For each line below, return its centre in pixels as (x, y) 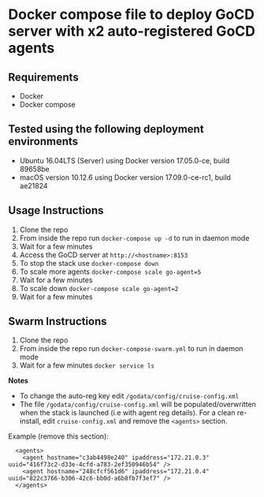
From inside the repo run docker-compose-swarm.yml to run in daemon (131, 349)
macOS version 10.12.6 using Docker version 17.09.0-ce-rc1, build (125, 177)
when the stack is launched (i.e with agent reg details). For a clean (127, 413)
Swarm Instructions (58, 321)
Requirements (43, 77)
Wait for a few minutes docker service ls (87, 365)
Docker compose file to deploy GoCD (131, 15)
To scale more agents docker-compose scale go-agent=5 (110, 271)
